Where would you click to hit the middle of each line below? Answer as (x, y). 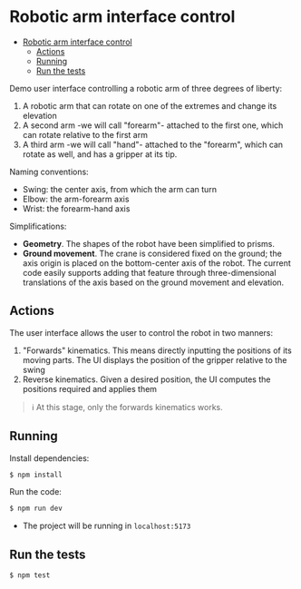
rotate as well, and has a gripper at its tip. (100, 154)
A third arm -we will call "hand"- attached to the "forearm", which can (153, 144)
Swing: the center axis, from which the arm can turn (120, 189)
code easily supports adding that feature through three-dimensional (149, 272)
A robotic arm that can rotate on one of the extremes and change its (150, 105)
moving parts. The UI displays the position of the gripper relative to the (155, 359)
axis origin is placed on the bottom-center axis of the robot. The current (157, 263)
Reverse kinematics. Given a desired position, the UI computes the (146, 379)
